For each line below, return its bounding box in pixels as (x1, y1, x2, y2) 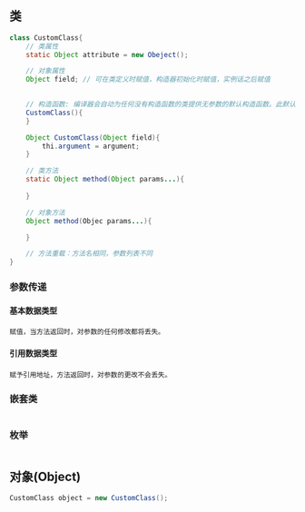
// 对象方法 (25, 208, 65, 217)
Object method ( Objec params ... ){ (25, 216, 152, 225)
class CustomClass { (9, 33, 84, 43)
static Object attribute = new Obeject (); (25, 50, 189, 59)
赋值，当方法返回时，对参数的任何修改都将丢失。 (9, 328, 165, 337)
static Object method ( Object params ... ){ (25, 175, 184, 184)
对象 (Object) (9, 468, 82, 484)
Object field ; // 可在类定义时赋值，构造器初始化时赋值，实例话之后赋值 (25, 75, 271, 84)
